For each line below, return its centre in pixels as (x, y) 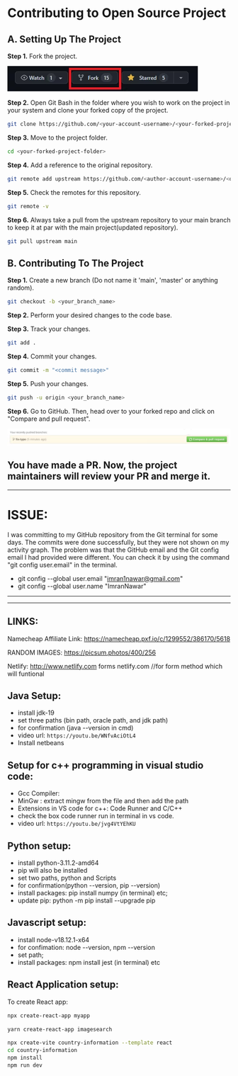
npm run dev (25, 1065)
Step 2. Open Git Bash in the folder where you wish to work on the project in (119, 103)
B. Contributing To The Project (75, 263)
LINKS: (23, 622)
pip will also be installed (52, 871)
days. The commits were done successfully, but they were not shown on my (118, 542)
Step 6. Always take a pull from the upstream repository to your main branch (119, 220)
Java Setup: (34, 696)
